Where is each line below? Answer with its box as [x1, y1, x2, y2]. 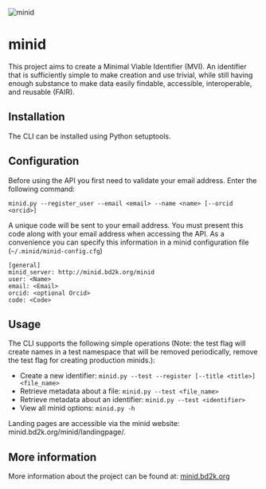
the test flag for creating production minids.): [8, 355, 155, 366]
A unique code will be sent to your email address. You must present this [8, 220, 244, 230]
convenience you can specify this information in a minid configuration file [8, 237, 249, 247]
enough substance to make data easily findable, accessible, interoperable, [8, 78, 252, 88]
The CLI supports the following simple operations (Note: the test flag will [8, 338, 246, 348]
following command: [8, 184, 76, 194]
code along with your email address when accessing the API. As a [8, 229, 225, 238]
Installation [8, 110, 65, 123]
